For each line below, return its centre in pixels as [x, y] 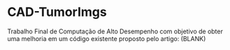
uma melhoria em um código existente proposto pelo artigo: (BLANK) [107, 38]
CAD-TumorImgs [57, 12]
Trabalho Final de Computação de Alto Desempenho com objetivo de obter [115, 31]
